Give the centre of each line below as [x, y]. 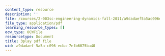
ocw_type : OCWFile [24, 32]
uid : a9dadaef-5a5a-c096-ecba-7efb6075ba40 [50, 46]
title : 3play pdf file [28, 41]
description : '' [22, 14]
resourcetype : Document [29, 37]
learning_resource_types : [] [35, 28]
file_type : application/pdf [34, 23]
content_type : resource [29, 9]
